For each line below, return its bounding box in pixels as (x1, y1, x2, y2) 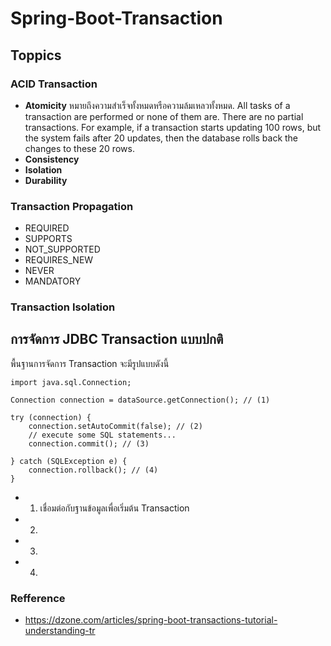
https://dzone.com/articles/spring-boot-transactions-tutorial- (24, 614, 278, 626)
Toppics (10, 47, 62, 64)
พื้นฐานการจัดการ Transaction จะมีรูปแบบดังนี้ (10, 357, 170, 369)
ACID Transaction (10, 77, 98, 91)
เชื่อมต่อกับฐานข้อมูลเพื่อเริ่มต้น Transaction (39, 502, 190, 514)
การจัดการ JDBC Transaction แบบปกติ (10, 331, 224, 348)
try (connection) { (10, 412, 92, 422)
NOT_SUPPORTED (24, 243, 101, 256)
